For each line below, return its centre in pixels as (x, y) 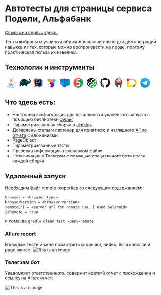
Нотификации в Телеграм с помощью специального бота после (79, 156)
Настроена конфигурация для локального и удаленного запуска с (81, 114)
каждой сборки (28, 161)
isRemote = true (21, 212)
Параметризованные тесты (41, 145)
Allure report (20, 234)
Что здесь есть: (30, 103)
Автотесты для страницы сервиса (79, 9)
